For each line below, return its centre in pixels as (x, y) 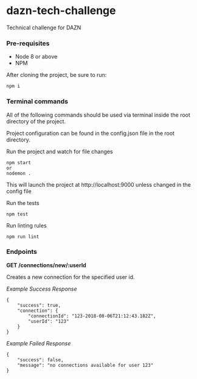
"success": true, (39, 305)
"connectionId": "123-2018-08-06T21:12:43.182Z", (92, 316)
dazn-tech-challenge (61, 11)
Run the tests (23, 203)
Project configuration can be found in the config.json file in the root (91, 133)
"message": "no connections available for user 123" (85, 365)
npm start (19, 162)
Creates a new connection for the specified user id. (71, 277)
